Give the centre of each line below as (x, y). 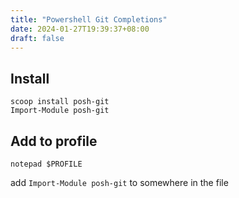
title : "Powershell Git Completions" (89, 19)
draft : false (37, 38)
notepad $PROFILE (46, 164)
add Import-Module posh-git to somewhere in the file (119, 182)
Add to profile (54, 141)
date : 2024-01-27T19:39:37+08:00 (80, 29)
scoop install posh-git (60, 102)
